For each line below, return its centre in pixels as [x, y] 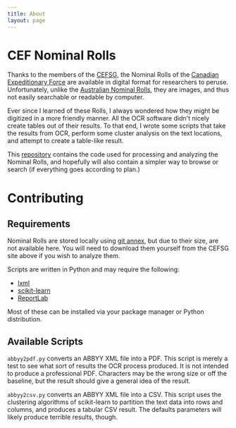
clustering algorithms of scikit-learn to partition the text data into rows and [115, 402]
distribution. [25, 319]
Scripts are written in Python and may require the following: [93, 269]
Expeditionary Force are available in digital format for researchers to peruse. [118, 82]
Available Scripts [45, 342]
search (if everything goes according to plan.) [74, 169]
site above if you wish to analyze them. [64, 256]
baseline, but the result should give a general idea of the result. [99, 381]
